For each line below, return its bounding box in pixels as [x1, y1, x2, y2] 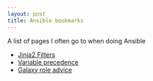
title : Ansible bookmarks [7, 17, 84, 24]
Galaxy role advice [17, 65, 72, 74]
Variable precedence [17, 58, 79, 66]
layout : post [7, 10, 46, 18]
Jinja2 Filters [17, 50, 55, 59]
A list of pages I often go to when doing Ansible [7, 36, 146, 45]
